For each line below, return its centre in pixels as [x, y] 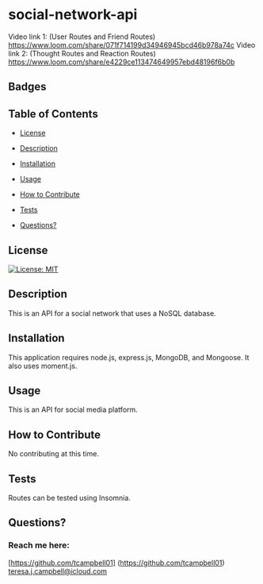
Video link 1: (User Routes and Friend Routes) [82, 36]
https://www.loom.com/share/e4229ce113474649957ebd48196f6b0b [122, 62]
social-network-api [73, 15]
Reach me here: [39, 545]
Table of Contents [53, 114]
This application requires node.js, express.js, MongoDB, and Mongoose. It [129, 357]
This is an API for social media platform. [73, 409]
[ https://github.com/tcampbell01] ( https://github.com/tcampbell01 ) [116, 563]
